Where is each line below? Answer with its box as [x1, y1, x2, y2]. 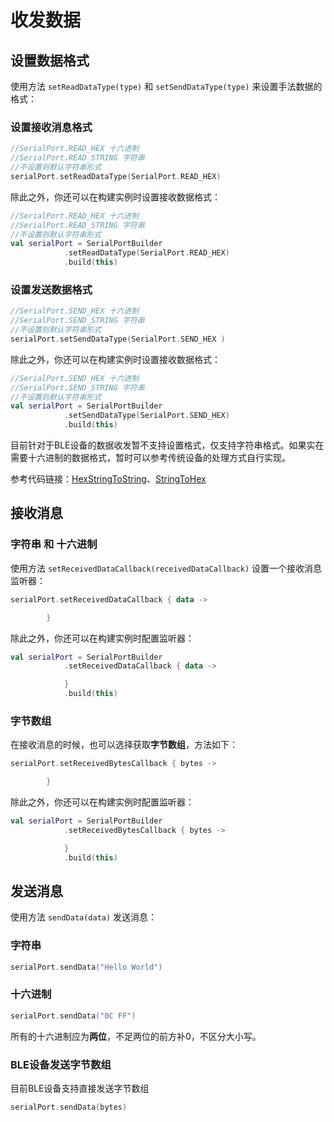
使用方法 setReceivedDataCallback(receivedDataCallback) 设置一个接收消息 [10, 562, 323, 574]
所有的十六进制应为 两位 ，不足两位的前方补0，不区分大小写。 [10, 1030, 262, 1042]
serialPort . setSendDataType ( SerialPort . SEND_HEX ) [10, 334, 226, 344]
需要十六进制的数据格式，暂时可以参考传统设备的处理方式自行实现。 [10, 452, 291, 464]
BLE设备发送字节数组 [10, 1057, 112, 1071]
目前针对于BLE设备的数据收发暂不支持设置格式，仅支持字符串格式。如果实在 [10, 439, 325, 451]
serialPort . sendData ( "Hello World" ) [10, 962, 163, 972]
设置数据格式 [10, 52, 90, 69]
